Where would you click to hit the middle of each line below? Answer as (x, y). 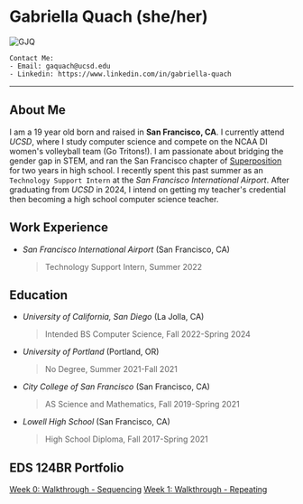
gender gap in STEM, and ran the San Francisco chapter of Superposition (146, 161)
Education (39, 295)
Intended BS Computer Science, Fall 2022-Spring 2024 (147, 334)
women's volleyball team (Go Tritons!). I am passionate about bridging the (147, 151)
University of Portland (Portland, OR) (91, 352)
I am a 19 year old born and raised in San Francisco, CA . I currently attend (147, 132)
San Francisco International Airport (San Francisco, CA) (126, 249)
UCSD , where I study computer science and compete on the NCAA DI (138, 141)
